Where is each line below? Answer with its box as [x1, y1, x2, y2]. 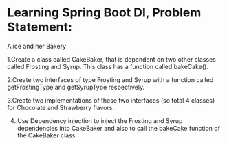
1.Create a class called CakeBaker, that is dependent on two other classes [7, 55, 217, 63]
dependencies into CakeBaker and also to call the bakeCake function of [17, 124, 220, 132]
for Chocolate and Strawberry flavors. [7, 103, 115, 111]
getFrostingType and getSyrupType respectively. [7, 83, 145, 91]
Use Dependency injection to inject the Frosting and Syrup [17, 116, 183, 124]
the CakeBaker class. [17, 131, 78, 140]
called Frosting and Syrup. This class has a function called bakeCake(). [7, 62, 208, 70]
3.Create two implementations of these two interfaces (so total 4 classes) [7, 96, 215, 104]
